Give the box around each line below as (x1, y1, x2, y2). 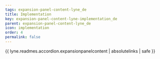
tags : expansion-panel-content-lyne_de (5, 7, 87, 12)
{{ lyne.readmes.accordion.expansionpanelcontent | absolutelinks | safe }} (5, 48, 156, 54)
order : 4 (5, 30, 23, 35)
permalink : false (5, 35, 41, 40)
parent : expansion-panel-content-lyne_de (5, 21, 91, 26)
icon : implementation (5, 26, 50, 30)
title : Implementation (5, 12, 52, 17)
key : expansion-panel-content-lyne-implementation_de (5, 16, 118, 21)
